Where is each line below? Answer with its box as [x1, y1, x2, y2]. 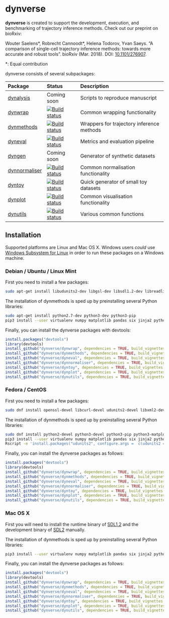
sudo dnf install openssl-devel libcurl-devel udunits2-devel [5, 407, 138, 412]
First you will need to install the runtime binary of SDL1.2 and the [5, 521, 139, 527]
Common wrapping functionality [80, 109, 156, 116]
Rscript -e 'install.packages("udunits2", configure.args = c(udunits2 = [5, 441, 165, 446]
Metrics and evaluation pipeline [80, 137, 154, 145]
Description [80, 82, 109, 89]
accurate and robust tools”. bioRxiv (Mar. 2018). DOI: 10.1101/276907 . [5, 51, 147, 57]
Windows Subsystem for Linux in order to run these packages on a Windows [5, 250, 164, 256]
